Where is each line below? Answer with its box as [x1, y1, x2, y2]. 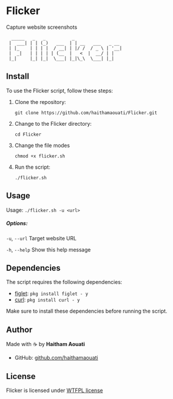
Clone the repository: [14, 98, 66, 105]
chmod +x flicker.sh [14, 153, 65, 159]
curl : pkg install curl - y [14, 296, 81, 303]
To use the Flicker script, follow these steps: [6, 87, 114, 94]
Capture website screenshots [6, 24, 78, 31]
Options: [6, 220, 28, 227]
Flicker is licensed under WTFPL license [6, 387, 103, 394]
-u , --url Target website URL [6, 234, 76, 242]
